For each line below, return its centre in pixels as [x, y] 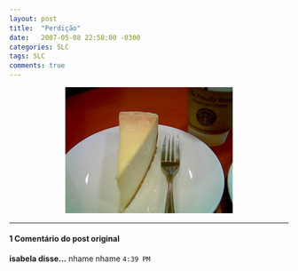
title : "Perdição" [45, 28]
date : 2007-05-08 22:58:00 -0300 [75, 37]
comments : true [37, 66]
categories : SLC [39, 47]
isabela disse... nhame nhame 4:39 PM [80, 259]
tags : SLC [27, 56]
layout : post [33, 19]
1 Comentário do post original [64, 239]
